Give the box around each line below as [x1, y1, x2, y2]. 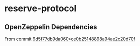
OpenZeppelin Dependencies [4, 23, 97, 31]
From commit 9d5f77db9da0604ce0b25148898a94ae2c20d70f [4, 36, 135, 42]
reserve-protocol [4, 3, 77, 14]
